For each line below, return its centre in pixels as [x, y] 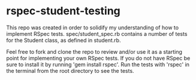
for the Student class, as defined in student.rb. [64, 40]
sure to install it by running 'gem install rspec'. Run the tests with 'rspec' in [98, 64]
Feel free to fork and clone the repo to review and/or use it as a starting [94, 51]
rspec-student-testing [64, 11]
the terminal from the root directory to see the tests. [70, 70]
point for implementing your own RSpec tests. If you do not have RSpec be [98, 58]
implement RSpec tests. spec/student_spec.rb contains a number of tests [97, 33]
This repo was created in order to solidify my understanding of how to [92, 27]
